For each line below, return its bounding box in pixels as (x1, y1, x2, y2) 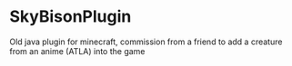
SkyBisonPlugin (9, 6, 132, 27)
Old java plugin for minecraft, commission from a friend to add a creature (9, 36, 283, 47)
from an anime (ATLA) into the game (9, 45, 146, 56)
